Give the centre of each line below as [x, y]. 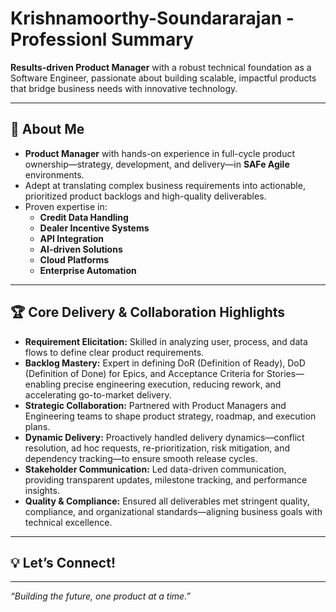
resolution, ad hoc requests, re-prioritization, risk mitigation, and [157, 448]
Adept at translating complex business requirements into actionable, [165, 185]
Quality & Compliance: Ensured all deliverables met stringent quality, [167, 501]
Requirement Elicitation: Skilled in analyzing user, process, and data [166, 341]
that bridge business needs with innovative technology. [124, 88]
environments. [54, 174]
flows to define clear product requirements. [114, 352]
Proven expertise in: [66, 206]
